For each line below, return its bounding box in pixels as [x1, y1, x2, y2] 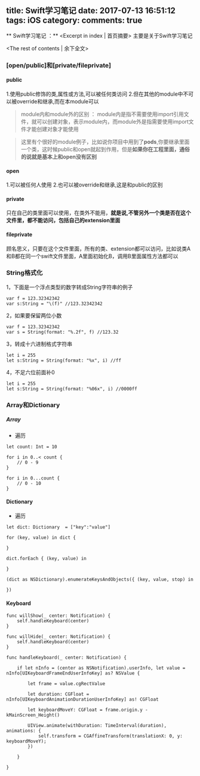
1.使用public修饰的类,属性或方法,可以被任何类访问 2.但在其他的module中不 [6, 90, 189, 97]
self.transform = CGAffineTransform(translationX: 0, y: [38, 733, 183, 740]
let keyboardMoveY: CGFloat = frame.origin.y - [27, 707, 148, 713]
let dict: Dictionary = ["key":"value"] [6, 524, 111, 530]
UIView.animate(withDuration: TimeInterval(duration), [27, 723, 167, 729]
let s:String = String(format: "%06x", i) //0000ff [6, 386, 137, 392]
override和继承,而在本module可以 [16, 97, 99, 105]
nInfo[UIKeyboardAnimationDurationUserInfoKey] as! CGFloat [6, 696, 159, 702]
